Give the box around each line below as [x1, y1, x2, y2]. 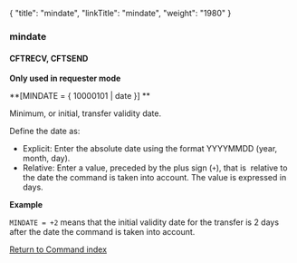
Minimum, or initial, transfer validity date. [9, 108, 161, 119]
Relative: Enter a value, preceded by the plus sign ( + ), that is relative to [22, 162, 288, 173]
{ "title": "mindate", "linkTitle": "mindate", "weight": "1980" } [9, 8, 232, 18]
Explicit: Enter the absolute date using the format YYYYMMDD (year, [22, 143, 278, 154]
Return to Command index [9, 244, 107, 255]
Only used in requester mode [9, 73, 121, 84]
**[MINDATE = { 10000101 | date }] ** [9, 91, 151, 102]
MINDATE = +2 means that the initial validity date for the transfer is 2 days [9, 217, 279, 228]
